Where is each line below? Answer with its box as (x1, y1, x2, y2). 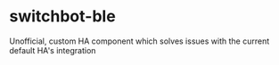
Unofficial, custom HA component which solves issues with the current (9, 36, 270, 46)
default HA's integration (9, 45, 96, 55)
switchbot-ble (9, 6, 116, 27)
